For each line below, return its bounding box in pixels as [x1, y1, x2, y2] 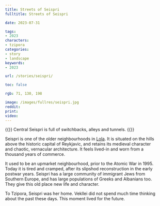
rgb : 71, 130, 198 [5, 91, 42, 96]
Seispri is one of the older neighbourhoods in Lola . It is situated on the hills [5, 136, 154, 142]
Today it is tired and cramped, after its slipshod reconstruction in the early [5, 166, 153, 172]
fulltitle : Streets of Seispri [5, 12, 68, 16]
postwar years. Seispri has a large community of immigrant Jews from [5, 171, 145, 177]
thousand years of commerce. [5, 151, 65, 157]
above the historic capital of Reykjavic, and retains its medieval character [5, 141, 151, 147]
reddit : [5, 104, 21, 109]
